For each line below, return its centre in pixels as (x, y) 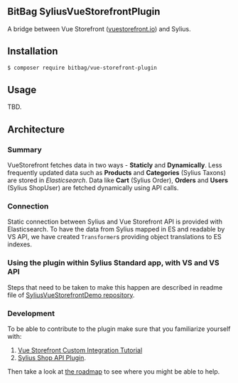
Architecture (36, 129)
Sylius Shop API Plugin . (52, 357)
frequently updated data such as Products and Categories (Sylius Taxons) (117, 173)
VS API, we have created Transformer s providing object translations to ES (114, 237)
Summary (25, 149)
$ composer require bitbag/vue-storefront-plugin (82, 68)
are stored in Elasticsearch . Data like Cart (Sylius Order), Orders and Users (118, 180)
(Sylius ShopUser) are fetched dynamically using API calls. (93, 188)
